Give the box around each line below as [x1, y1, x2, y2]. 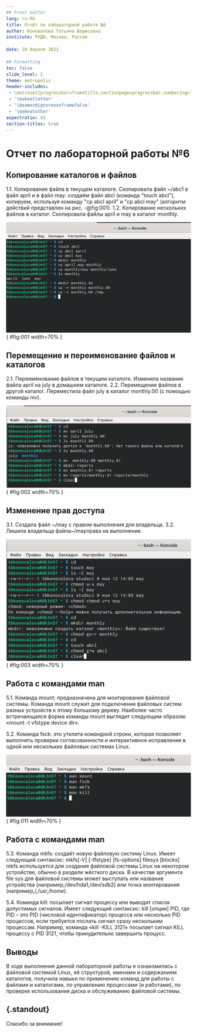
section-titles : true [6, 121, 59, 127]
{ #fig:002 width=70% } [6, 489, 64, 496]
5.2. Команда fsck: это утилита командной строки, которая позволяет [6, 730, 182, 737]
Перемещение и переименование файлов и [6, 350, 175, 360]
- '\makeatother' [8, 109, 51, 114]
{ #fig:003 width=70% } [6, 662, 64, 669]
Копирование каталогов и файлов [6, 170, 137, 180]
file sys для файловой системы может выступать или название [6, 875, 164, 882]
